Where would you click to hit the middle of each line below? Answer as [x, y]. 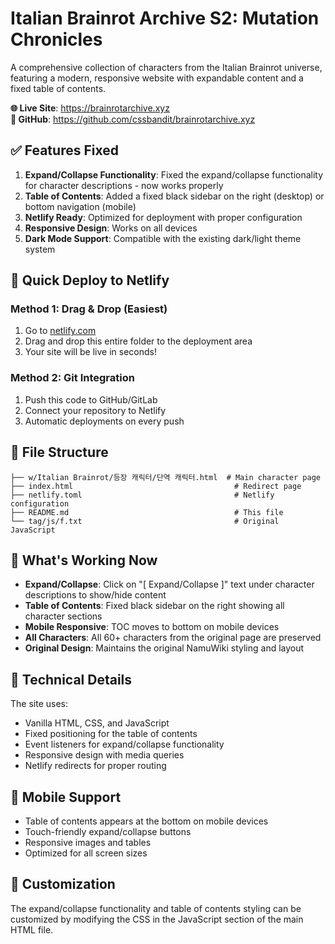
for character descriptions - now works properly [124, 185]
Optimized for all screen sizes [86, 853]
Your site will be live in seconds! [90, 352]
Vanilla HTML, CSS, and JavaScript [97, 723]
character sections [63, 616]
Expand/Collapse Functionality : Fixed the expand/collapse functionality [174, 174]
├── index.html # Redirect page [156, 486]
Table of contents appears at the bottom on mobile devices [146, 821]
